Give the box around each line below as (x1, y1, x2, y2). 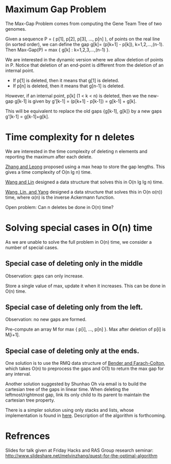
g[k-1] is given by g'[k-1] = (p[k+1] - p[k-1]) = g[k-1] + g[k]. (14, 98, 137, 104)
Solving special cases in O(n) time (5, 222, 153, 234)
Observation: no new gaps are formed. (5, 316, 87, 322)
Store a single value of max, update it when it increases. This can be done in (5, 283, 166, 289)
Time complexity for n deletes (5, 131, 135, 143)
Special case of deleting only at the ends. (5, 346, 139, 355)
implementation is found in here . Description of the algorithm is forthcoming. (5, 412, 166, 419)
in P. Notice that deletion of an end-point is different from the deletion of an (5, 62, 164, 68)
